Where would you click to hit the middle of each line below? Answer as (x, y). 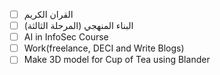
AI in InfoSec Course (66, 37)
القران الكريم (48, 14)
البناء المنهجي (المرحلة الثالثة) (78, 26)
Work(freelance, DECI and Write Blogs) (104, 48)
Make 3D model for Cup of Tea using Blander (117, 60)
